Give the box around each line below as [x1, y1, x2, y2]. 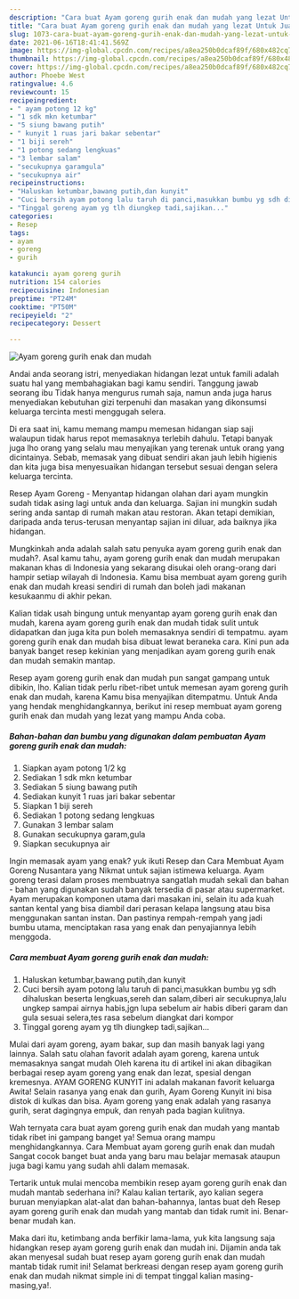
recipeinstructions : [9, 179, 86, 188]
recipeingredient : [9, 95, 77, 105]
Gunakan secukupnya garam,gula [21, 829, 146, 840]
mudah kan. [32, 1215, 77, 1226]
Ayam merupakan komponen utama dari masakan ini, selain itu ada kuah [9, 894, 274, 904]
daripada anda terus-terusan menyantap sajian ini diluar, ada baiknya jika [9, 517, 278, 527]
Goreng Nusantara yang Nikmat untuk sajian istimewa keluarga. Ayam [9, 865, 264, 876]
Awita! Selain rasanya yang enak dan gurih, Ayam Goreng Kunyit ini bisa [9, 1086, 272, 1097]
